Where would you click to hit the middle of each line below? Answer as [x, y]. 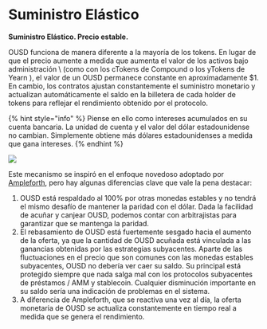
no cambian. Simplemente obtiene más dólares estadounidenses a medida [131, 135]
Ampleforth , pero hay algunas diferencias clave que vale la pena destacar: [130, 182]
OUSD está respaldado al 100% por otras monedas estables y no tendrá [138, 198]
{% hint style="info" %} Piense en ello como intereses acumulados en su [128, 118]
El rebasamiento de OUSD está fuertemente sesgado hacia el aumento [135, 232]
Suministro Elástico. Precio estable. [69, 37]
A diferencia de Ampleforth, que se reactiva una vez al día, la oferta [130, 300]
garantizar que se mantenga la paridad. [84, 223]
